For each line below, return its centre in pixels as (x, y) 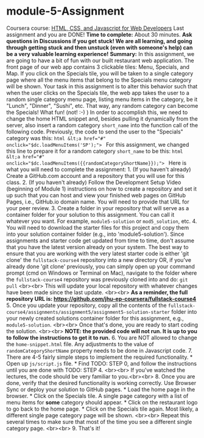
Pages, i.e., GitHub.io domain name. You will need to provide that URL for (98, 202)
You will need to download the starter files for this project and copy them (98, 227)
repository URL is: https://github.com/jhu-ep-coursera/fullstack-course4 (101, 298)
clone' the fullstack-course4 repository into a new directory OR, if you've (99, 260)
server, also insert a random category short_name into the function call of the (102, 125)
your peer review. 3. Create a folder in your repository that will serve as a (98, 208)
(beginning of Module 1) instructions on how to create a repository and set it (101, 189)
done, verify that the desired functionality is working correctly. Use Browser (101, 383)
